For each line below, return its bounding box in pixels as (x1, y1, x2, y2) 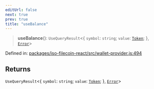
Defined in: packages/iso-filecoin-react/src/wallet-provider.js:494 (5, 50, 142, 56)
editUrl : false (5, 7, 37, 13)
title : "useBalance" (5, 21, 49, 27)
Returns (5, 65, 31, 73)
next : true (5, 12, 28, 17)
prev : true (5, 17, 28, 22)
